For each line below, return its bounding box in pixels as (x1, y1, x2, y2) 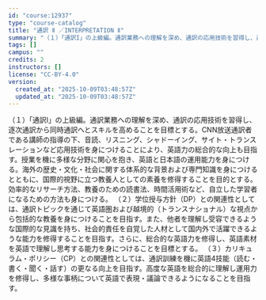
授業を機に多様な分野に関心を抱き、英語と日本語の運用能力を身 (21, 155, 230, 165)
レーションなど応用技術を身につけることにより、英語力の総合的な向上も (8, 145, 244, 154)
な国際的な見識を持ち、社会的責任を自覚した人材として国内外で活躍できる (8, 224, 251, 234)
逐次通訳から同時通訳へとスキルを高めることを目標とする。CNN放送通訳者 (8, 125, 253, 135)
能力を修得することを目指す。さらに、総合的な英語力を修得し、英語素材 (21, 234, 257, 244)
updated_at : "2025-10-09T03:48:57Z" (15, 93, 136, 101)
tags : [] (8, 41, 37, 49)
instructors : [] (8, 63, 62, 71)
